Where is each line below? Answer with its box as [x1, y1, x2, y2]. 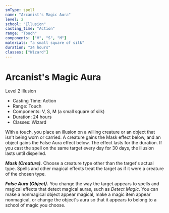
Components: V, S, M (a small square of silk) [12, 109, 105, 115]
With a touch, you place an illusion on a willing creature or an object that [5, 129, 155, 135]
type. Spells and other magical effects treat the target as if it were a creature [5, 166, 164, 172]
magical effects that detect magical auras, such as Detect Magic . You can [5, 186, 158, 192]
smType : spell [5, 7, 35, 13]
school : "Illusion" [5, 21, 46, 27]
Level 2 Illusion [5, 88, 36, 94]
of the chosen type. [5, 171, 46, 177]
